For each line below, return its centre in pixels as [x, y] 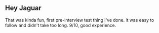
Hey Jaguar [23, 8]
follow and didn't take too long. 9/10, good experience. [60, 25]
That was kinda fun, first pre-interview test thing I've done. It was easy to [79, 20]
